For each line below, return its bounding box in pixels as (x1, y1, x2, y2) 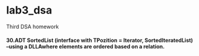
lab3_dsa (6, 4, 53, 17)
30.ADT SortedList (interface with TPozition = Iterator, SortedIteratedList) (6, 37, 193, 44)
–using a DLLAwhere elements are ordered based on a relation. (6, 42, 165, 50)
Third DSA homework (6, 23, 59, 30)
